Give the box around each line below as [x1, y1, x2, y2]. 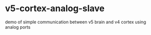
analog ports [5, 24, 31, 30]
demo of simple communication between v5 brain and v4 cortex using [5, 19, 147, 25]
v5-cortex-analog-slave [5, 3, 105, 14]
